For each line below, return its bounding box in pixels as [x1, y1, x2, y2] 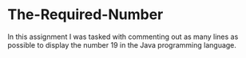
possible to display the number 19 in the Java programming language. [7, 40, 237, 49]
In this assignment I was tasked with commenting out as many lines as [7, 32, 239, 41]
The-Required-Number [7, 6, 164, 24]
